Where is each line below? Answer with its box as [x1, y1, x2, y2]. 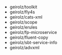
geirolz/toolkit [9, 4, 37, 10]
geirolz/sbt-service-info [9, 40, 57, 45]
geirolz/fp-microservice [9, 30, 57, 35]
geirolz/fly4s [9, 9, 35, 15]
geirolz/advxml [9, 45, 40, 50]
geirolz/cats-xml [9, 14, 43, 20]
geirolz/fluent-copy [9, 34, 48, 40]
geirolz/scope [9, 19, 38, 25]
